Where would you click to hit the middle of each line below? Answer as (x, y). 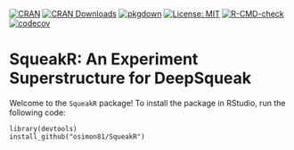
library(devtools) (43, 129)
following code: (37, 112)
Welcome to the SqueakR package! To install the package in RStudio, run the (147, 103)
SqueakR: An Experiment (104, 59)
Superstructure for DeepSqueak (131, 78)
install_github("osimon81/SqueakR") (77, 137)
